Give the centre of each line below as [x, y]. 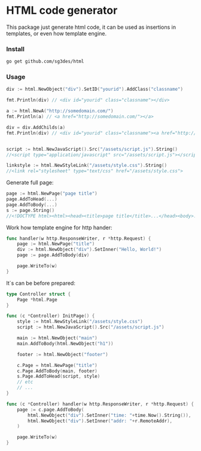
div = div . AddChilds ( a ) [36, 127]
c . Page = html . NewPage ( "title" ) [57, 365]
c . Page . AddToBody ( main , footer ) [57, 371]
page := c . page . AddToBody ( [51, 410]
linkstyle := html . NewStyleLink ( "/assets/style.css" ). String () [87, 166]
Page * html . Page [37, 300]
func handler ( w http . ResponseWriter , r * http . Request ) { [79, 238]
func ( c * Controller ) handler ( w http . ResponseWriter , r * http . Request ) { [100, 404]
